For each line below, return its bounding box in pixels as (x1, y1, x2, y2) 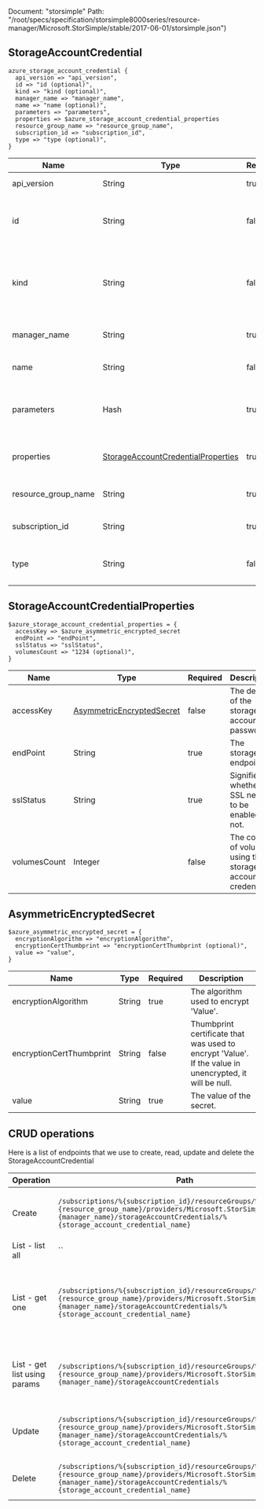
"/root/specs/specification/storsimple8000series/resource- (8, 15, 201, 24)
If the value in (190, 1058, 241, 1069)
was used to (190, 1038, 236, 1049)
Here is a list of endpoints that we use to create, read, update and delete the (8, 1147, 255, 1158)
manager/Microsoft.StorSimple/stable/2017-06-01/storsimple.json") (8, 24, 227, 32)
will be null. (190, 1078, 232, 1089)
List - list (12, 1240, 46, 1251)
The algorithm (190, 986, 242, 997)
